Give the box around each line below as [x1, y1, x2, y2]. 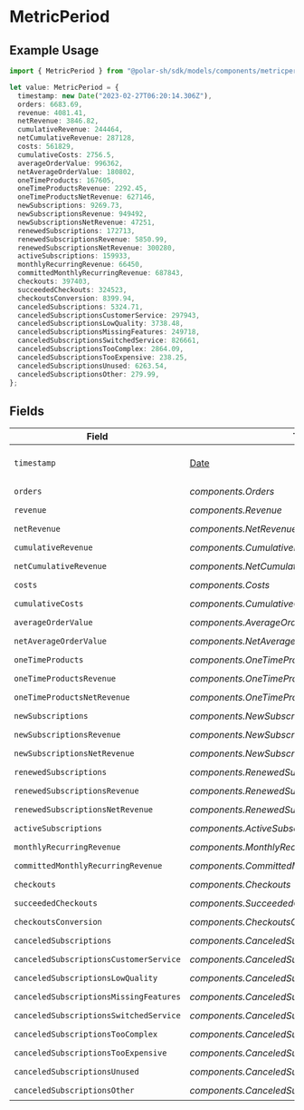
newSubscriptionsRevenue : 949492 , [17, 210, 147, 219]
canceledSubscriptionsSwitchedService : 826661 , [17, 336, 201, 346]
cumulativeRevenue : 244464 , [17, 125, 124, 134]
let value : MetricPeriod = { [9, 83, 119, 92]
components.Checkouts [189, 878, 291, 890]
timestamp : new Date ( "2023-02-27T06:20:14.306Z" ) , [17, 91, 213, 101]
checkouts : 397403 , [17, 277, 91, 286]
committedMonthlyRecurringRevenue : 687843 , [17, 269, 184, 278]
